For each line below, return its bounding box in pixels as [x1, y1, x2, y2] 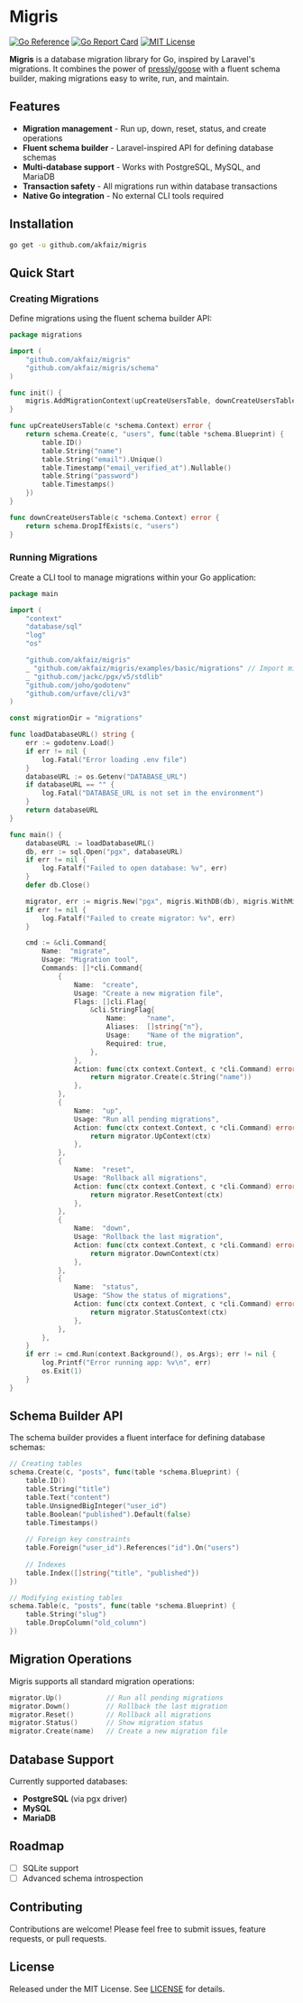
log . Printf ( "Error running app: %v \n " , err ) [41, 1358, 212, 1367]
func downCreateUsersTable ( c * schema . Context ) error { [9, 513, 220, 522]
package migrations [9, 331, 83, 340]
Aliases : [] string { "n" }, [106, 1022, 204, 1031]
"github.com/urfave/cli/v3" [25, 689, 131, 698]
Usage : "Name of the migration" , [106, 1031, 244, 1040]
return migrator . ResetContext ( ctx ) [89, 1190, 224, 1199]
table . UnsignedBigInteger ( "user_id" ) [25, 1501, 168, 1510]
